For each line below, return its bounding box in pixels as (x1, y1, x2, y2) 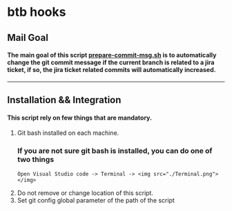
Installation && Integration (7, 94, 122, 106)
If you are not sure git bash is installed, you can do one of (17, 146, 213, 156)
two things (17, 155, 55, 165)
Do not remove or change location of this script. (17, 188, 154, 197)
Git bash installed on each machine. (17, 129, 119, 137)
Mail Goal (7, 32, 48, 44)
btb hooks (7, 4, 66, 20)
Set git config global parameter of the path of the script (17, 196, 175, 204)
